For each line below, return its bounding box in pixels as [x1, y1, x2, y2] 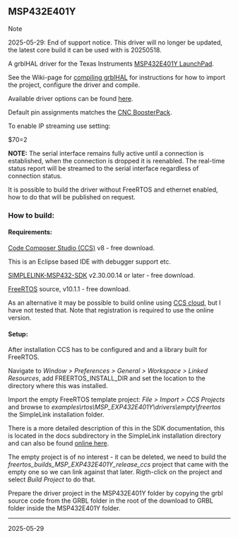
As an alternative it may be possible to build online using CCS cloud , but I [8, 298, 221, 307]
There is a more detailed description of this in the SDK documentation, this [8, 424, 225, 433]
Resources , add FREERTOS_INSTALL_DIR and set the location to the [8, 374, 206, 382]
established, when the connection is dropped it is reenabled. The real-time [8, 156, 225, 165]
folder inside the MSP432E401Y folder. [8, 504, 121, 513]
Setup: [8, 329, 28, 338]
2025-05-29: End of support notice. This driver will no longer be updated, [8, 38, 223, 47]
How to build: [8, 210, 55, 220]
